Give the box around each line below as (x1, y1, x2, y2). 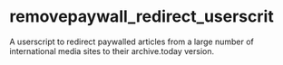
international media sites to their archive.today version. (9, 45, 215, 56)
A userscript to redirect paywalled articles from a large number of (9, 36, 254, 47)
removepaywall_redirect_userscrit (9, 6, 274, 27)
